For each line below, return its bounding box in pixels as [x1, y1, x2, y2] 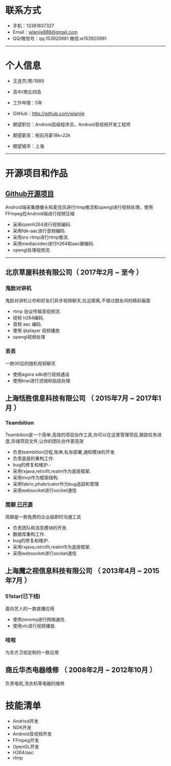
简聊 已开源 [5, 501, 33, 508]
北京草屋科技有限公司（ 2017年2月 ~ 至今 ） [5, 268, 144, 277]
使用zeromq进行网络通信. [12, 616, 66, 622]
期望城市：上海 [12, 143, 44, 149]
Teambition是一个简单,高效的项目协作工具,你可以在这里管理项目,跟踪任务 [5, 432, 158, 438]
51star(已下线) [5, 593, 41, 600]
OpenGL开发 [12, 744, 39, 750]
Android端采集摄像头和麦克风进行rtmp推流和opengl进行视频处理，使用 [5, 204, 154, 210]
